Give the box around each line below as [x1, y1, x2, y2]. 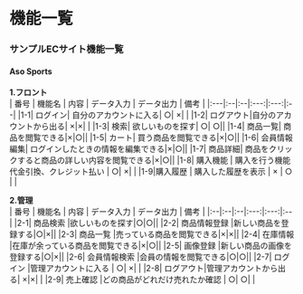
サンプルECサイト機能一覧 [9, 43, 124, 55]
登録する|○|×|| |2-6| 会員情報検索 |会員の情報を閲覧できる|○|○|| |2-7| [9, 251, 272, 262]
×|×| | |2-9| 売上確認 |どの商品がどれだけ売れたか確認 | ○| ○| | [22, 274, 256, 285]
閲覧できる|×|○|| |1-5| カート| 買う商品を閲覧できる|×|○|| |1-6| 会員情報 [24, 132, 294, 143]
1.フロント [9, 87, 48, 98]
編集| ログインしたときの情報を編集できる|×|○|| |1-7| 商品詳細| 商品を [9, 144, 270, 155]
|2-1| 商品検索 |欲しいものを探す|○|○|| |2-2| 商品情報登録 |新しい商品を [14, 218, 282, 229]
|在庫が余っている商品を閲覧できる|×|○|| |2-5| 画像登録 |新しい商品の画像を [9, 241, 292, 251]
